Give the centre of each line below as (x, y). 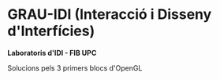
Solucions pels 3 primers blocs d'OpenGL (75, 67)
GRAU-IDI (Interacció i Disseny (110, 15)
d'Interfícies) (51, 31)
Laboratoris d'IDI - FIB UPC (52, 53)
